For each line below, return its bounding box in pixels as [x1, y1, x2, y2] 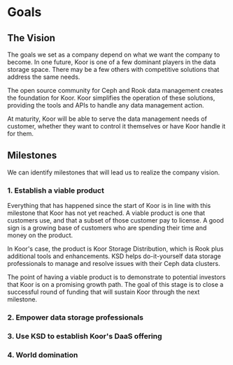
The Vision [7, 32, 56, 44]
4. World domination [7, 350, 78, 359]
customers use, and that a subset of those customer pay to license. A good [7, 216, 224, 225]
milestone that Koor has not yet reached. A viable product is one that [7, 209, 205, 217]
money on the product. [7, 231, 73, 239]
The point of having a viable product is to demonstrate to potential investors [7, 273, 226, 281]
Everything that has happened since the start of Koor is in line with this [7, 202, 211, 210]
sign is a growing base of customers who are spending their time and [7, 224, 207, 232]
